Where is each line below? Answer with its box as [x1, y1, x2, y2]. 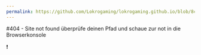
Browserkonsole [6, 31, 47, 38]
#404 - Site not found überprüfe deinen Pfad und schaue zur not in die [6, 25, 181, 32]
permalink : [6, 8, 33, 15]
